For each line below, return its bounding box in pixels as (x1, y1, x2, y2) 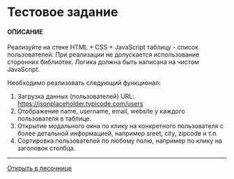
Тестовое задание (7, 4, 118, 20)
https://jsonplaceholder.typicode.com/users (17, 100, 144, 108)
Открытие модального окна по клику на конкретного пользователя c (17, 122, 224, 130)
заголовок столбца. (17, 144, 76, 153)
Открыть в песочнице (7, 164, 72, 173)
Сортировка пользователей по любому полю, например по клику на (17, 137, 223, 145)
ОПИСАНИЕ (7, 27, 43, 36)
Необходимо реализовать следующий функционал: (7, 79, 162, 87)
